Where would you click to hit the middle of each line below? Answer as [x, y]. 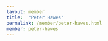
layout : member [26, 12]
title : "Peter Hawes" [35, 17]
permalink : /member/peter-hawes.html [54, 23]
